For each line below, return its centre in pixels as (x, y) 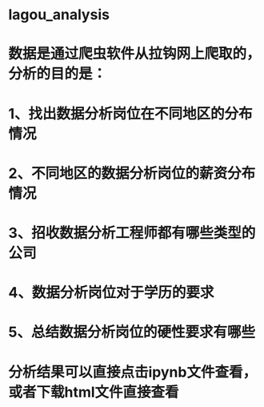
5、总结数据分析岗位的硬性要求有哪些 (132, 332)
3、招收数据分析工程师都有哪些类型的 (132, 233)
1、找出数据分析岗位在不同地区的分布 (131, 113)
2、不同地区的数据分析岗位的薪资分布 (132, 173)
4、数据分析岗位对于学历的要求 (111, 293)
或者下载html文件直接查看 (94, 392)
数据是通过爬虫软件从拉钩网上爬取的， (135, 54)
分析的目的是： (58, 74)
